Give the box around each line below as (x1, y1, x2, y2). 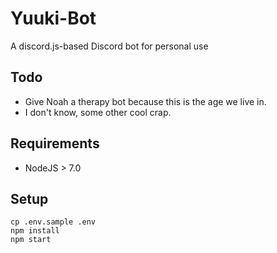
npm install (10, 226, 60, 236)
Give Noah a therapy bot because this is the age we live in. (24, 95, 267, 107)
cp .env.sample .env (10, 217, 97, 227)
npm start (10, 235, 52, 245)
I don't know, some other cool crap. (24, 106, 172, 118)
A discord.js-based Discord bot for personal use (10, 40, 209, 52)
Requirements (10, 135, 100, 152)
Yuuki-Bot (10, 7, 97, 30)
